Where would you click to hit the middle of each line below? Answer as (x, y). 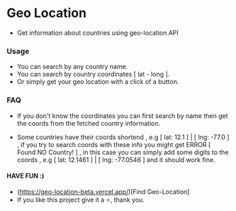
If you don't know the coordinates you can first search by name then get (122, 116)
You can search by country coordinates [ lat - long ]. (93, 74)
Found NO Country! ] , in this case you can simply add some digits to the (123, 152)
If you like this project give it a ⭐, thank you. (80, 200)
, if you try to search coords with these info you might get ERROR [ (114, 144)
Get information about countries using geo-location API (97, 33)
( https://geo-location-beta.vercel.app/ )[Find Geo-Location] (103, 191)
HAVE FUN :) (26, 176)
